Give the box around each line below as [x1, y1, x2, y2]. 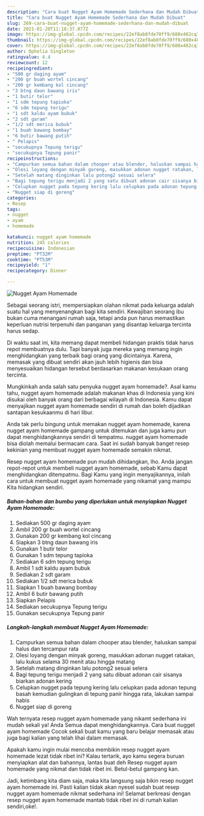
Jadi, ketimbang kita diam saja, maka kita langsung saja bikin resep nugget [7, 777, 194, 784]
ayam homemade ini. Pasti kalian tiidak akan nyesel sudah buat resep [7, 783, 180, 791]
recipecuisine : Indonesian [7, 245, 75, 252]
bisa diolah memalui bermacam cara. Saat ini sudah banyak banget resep [7, 440, 190, 447]
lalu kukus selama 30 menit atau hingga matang [15, 658, 135, 665]
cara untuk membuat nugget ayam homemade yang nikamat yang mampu [7, 477, 191, 484]
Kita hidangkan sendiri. [7, 484, 64, 491]
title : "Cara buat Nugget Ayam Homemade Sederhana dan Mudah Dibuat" [7, 15, 186, 21]
